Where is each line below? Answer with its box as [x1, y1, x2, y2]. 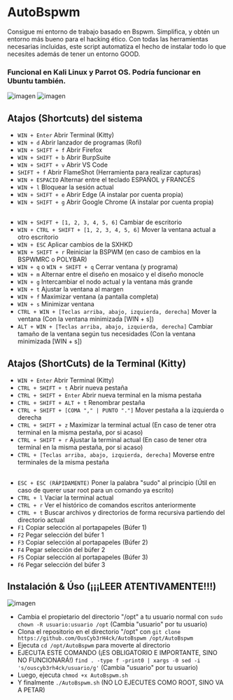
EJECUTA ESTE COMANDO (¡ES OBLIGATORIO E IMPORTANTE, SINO [17, 649, 218, 657]
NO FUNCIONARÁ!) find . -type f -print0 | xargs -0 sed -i [17, 656, 201, 664]
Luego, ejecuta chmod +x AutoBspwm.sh [17, 671, 128, 680]
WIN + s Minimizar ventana [17, 300, 94, 308]
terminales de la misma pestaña [17, 458, 110, 467]
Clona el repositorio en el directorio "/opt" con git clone [17, 628, 181, 636]
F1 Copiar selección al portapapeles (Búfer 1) [17, 523, 147, 531]
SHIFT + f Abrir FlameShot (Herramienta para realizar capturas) [17, 168, 202, 177]
